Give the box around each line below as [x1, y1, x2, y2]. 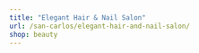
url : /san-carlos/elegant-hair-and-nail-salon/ [9, 22, 191, 31]
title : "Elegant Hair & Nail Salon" [9, 13, 146, 22]
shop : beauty [9, 30, 58, 39]
